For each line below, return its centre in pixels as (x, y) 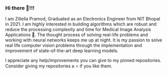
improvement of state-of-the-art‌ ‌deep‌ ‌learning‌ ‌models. (62, 51)
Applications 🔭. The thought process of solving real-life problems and (77, 35)
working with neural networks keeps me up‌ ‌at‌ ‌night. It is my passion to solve (84, 40)
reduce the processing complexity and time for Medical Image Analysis (78, 29)
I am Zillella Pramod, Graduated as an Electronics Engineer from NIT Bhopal (83, 19)
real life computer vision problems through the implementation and (74, 45)
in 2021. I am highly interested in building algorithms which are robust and (81, 24)
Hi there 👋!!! (20, 8)
